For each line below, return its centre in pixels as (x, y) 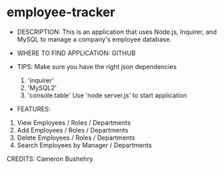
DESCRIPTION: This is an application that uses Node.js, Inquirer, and (117, 32)
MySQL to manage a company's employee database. (94, 39)
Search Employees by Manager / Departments (84, 145)
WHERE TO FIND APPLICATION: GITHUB (76, 53)
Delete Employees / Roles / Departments (76, 138)
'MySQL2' (42, 87)
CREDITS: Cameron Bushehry (50, 159)
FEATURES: (34, 109)
